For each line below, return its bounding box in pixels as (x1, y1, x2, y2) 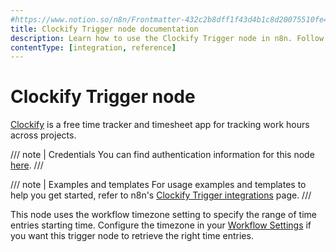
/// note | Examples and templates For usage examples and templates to (10, 179, 307, 191)
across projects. (10, 129, 77, 141)
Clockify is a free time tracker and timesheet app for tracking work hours (10, 119, 310, 131)
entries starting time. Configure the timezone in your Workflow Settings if (10, 219, 312, 231)
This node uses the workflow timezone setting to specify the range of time (10, 209, 317, 221)
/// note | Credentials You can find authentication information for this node (10, 149, 315, 161)
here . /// (10, 159, 44, 171)
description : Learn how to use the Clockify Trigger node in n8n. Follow (10, 33, 325, 43)
